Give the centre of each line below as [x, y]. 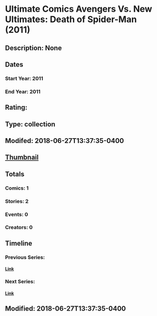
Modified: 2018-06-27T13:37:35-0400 [66, 309]
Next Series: [20, 282]
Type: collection [30, 124]
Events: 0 [17, 214]
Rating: [16, 108]
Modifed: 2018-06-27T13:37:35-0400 [65, 141]
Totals [15, 174]
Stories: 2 [17, 201]
